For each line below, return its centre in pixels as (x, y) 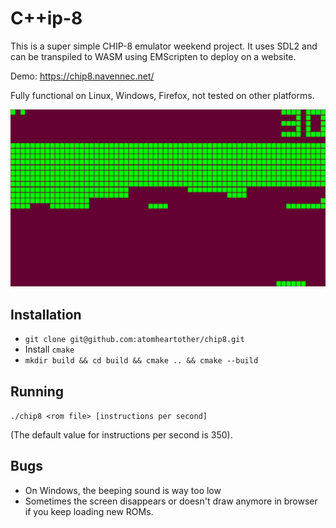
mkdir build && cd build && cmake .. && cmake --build (141, 361)
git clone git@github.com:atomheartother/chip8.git (134, 340)
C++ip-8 (46, 18)
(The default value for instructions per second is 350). (121, 435)
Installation (46, 314)
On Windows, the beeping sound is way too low (123, 490)
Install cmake (49, 349)
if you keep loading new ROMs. (89, 511)
